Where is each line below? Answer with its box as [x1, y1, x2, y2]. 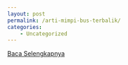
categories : [7, 23, 42, 30]
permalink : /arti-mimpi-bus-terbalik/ [7, 17, 121, 24]
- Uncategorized [20, 30, 68, 37]
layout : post [7, 10, 46, 18]
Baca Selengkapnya [7, 49, 65, 58]
